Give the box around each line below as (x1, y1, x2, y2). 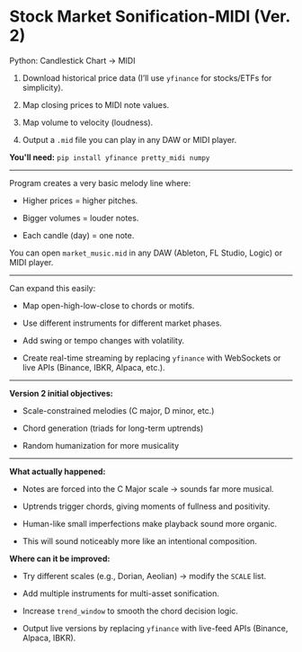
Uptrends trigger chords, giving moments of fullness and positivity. (22, 501, 271, 512)
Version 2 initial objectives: (9, 388, 114, 398)
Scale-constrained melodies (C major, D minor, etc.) (22, 405, 215, 415)
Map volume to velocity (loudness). (22, 117, 154, 128)
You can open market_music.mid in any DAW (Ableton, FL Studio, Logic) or (9, 247, 283, 258)
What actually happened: (9, 466, 106, 477)
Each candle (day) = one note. (22, 229, 135, 240)
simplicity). (22, 82, 64, 93)
